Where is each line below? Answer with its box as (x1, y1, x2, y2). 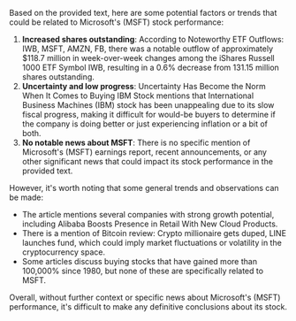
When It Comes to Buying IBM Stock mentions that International (21, 90, 254, 101)
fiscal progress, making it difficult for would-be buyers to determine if (21, 110, 276, 119)
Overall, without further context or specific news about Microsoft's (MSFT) (9, 292, 281, 302)
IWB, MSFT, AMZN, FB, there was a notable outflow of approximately (21, 43, 274, 54)
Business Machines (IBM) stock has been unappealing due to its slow (21, 100, 275, 110)
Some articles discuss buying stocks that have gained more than (21, 256, 258, 266)
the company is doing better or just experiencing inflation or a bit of (21, 118, 268, 129)
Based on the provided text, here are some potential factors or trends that (9, 8, 277, 18)
